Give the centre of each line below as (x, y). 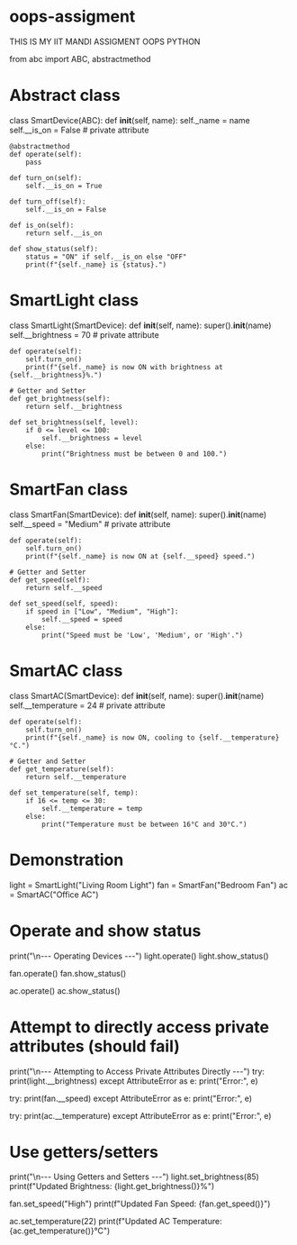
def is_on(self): (42, 225)
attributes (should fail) (94, 1046)
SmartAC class (66, 671)
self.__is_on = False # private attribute (79, 130)
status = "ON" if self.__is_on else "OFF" (106, 257)
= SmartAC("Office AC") (54, 895)
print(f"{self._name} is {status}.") (96, 264)
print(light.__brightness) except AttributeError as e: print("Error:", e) (134, 1081)
